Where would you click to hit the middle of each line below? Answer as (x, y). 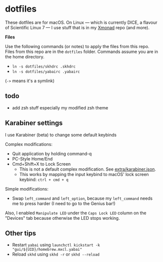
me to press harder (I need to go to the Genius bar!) (64, 203)
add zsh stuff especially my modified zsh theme (60, 107)
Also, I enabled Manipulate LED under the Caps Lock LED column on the (76, 213)
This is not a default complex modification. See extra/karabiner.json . (88, 169)
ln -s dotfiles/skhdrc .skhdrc (44, 67)
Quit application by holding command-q (52, 154)
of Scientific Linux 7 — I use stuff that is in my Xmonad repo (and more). (77, 27)
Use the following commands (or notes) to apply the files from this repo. (77, 46)
